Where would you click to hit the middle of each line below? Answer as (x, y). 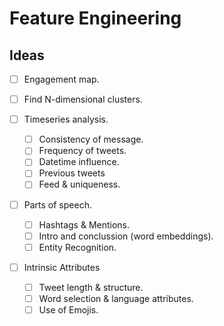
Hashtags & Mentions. (84, 224)
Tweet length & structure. (91, 287)
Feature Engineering (95, 18)
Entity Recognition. (77, 247)
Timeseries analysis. (66, 119)
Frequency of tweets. (82, 151)
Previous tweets (72, 173)
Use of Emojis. (68, 309)
